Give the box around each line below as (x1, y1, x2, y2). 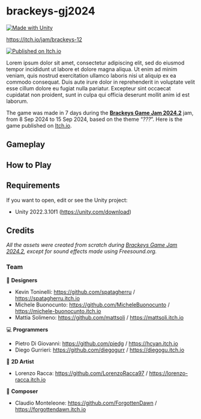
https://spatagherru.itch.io (14, 294, 80, 302)
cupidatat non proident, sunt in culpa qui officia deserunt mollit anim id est (6, 91, 190, 98)
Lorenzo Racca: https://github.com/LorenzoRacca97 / (14, 369, 148, 377)
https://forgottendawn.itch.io (14, 405, 86, 413)
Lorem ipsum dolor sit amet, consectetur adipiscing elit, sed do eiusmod (6, 59, 185, 66)
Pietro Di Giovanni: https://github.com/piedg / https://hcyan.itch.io (14, 340, 178, 347)
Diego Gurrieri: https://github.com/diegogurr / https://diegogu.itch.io (14, 346, 185, 353)
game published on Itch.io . (6, 122, 72, 129)
